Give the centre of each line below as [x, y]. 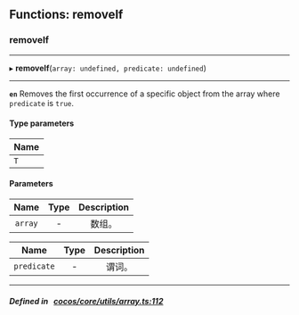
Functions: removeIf [66, 15]
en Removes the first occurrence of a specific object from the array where [145, 94]
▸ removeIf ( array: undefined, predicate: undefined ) [108, 68]
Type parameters [42, 123]
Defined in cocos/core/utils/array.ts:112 [86, 301]
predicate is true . [41, 103]
